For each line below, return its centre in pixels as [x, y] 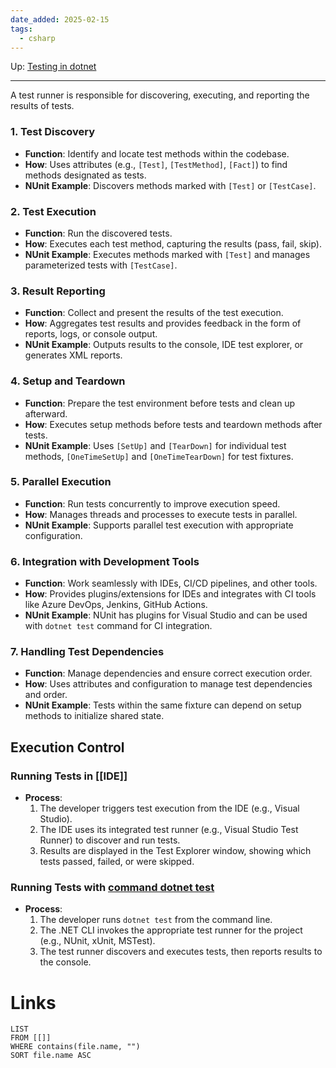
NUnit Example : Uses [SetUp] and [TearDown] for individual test [155, 445]
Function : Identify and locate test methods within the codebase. [157, 153]
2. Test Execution [53, 211]
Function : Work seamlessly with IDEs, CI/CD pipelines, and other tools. [171, 583]
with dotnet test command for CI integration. [118, 626]
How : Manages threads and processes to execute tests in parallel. [161, 514]
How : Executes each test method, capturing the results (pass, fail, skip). [173, 243]
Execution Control [67, 747]
